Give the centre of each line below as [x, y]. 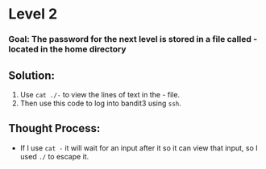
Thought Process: [54, 128]
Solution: [31, 75]
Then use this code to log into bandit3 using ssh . [100, 103]
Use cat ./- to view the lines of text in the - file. [100, 94]
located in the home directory [67, 49]
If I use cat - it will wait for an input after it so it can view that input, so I [139, 148]
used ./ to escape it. [54, 156]
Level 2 [33, 14]
